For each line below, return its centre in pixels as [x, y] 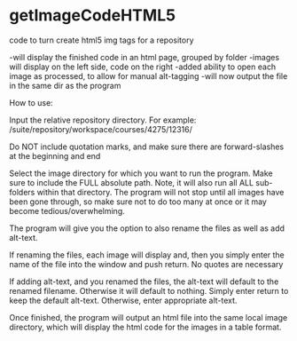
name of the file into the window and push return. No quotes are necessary [146, 264]
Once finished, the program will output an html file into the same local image [148, 317]
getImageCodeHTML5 [92, 16]
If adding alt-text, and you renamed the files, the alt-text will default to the [144, 282]
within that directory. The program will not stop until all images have [160, 192]
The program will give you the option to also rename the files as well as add [147, 228]
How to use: [31, 102]
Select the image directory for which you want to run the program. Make [141, 173]
